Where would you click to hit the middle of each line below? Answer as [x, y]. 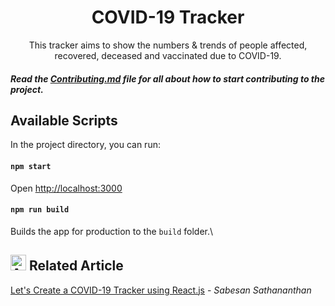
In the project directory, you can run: [85, 145]
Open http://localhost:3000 [66, 188]
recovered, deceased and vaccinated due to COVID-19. [168, 55]
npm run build [40, 210]
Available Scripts [64, 120]
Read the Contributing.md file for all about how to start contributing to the [168, 78]
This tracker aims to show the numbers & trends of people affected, [168, 45]
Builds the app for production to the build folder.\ [112, 231]
